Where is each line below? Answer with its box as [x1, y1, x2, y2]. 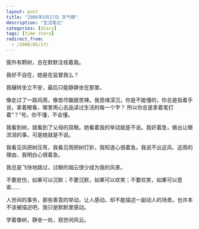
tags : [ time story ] [6, 31, 54, 37]
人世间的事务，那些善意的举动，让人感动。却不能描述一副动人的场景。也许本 [6, 196, 193, 203]
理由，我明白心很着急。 [6, 151, 63, 158]
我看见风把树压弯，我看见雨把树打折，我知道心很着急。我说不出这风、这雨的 [6, 143, 193, 151]
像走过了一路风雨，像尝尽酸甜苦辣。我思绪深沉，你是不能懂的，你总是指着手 [6, 96, 193, 104]
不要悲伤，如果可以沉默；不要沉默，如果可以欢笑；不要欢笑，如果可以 [6, 176, 178, 183]
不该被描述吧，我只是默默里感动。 [6, 204, 89, 211]
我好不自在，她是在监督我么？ [6, 71, 79, 78]
